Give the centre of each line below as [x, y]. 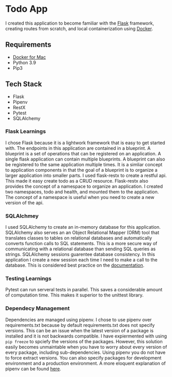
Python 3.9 [24, 63]
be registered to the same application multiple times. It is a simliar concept [84, 164]
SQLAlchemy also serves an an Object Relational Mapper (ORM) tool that [82, 233]
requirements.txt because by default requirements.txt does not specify [80, 325]
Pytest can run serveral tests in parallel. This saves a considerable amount [84, 290]
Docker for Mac [29, 57]
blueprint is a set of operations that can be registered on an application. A [83, 153]
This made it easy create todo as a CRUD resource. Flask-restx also [77, 181]
